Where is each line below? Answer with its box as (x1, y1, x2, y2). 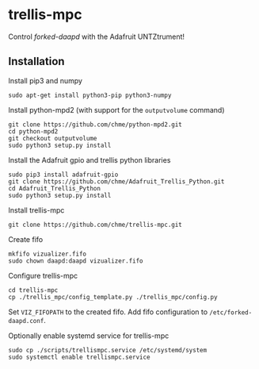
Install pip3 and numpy (8, 75, 83, 85)
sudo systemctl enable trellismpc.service (8, 353, 150, 361)
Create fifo (8, 234, 44, 244)
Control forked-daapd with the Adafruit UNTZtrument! (8, 32, 185, 41)
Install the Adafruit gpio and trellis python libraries (8, 155, 171, 164)
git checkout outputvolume (8, 134, 97, 142)
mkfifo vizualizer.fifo (8, 250, 87, 258)
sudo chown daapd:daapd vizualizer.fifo (8, 256, 144, 265)
